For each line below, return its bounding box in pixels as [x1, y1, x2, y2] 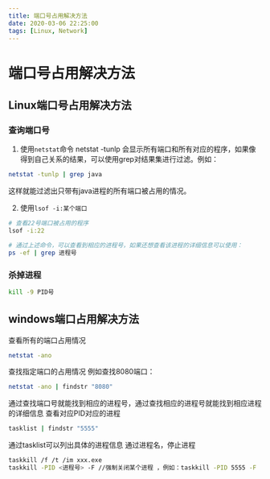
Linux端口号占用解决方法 [8, 98, 132, 112]
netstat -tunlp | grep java [8, 171, 103, 179]
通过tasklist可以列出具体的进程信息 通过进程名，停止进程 [8, 440, 196, 450]
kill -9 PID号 [8, 287, 55, 296]
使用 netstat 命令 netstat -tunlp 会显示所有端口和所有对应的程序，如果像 [19, 144, 256, 154]
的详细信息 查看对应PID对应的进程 [8, 408, 121, 419]
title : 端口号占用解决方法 [8, 11, 88, 20]
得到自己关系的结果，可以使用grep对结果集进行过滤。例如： [19, 155, 219, 164]
